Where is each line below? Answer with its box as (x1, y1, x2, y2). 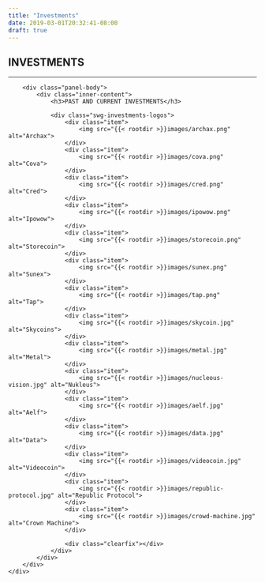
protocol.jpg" (8, 491, 55, 500)
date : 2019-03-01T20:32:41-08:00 (8, 19, 118, 27)
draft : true (8, 26, 47, 34)
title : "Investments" (8, 11, 80, 20)
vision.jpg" (8, 381, 47, 389)
